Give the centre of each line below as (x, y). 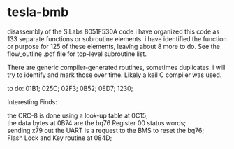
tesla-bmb (38, 12)
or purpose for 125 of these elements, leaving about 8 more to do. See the (114, 46)
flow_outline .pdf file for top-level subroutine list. (77, 54)
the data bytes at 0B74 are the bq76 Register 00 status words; (97, 122)
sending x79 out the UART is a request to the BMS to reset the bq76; (106, 130)
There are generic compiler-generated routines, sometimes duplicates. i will (116, 67)
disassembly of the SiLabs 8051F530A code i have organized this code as (114, 31)
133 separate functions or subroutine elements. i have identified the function (117, 38)
